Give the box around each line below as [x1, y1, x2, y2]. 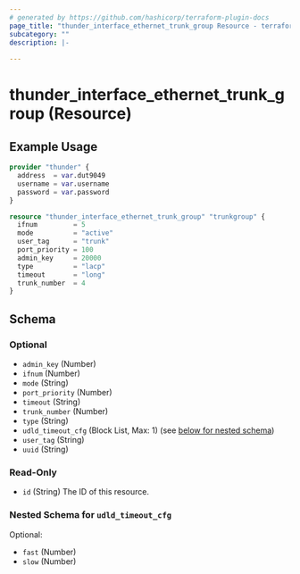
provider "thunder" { [9, 162, 90, 172]
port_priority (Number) [21, 387, 113, 397]
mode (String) [21, 377, 69, 388]
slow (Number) [21, 555, 77, 567]
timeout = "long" [17, 270, 105, 279]
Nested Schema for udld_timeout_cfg [9, 509, 172, 521]
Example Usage [9, 139, 98, 154]
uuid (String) [21, 444, 69, 454]
